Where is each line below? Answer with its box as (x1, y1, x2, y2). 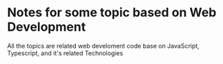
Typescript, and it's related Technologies (7, 49, 124, 57)
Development (7, 19, 86, 35)
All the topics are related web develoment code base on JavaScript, (7, 42, 200, 50)
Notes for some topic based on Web (7, 5, 217, 20)
